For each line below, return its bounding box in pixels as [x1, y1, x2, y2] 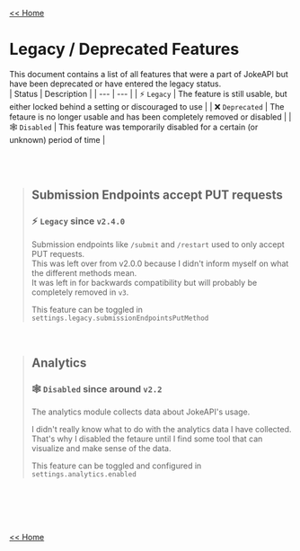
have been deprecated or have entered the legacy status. [9, 78, 222, 89]
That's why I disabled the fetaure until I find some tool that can [31, 433, 263, 444]
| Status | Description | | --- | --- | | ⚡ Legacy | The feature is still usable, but [9, 88, 287, 99]
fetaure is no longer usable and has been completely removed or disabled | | [9, 111, 292, 122]
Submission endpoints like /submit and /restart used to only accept [31, 238, 285, 250]
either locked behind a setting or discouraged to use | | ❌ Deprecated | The [9, 101, 285, 111]
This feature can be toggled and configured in [31, 460, 202, 471]
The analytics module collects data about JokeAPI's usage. [31, 406, 251, 417]
